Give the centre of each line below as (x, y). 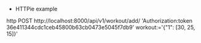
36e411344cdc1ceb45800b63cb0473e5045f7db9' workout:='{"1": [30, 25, (101, 27)
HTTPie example (36, 9)
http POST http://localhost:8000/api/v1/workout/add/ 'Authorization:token (99, 21)
